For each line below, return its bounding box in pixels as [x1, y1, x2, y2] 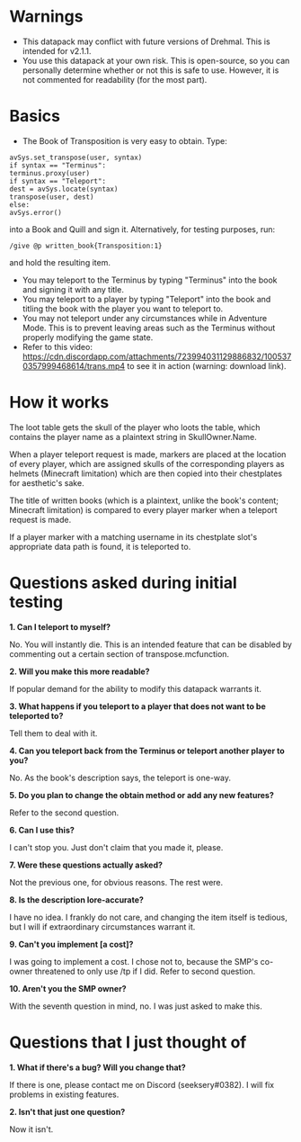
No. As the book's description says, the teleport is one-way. [9, 772, 232, 783]
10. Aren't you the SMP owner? [9, 983, 128, 994]
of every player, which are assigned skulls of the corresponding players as [9, 458, 285, 469]
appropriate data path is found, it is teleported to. [9, 541, 191, 552]
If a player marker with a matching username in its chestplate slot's [9, 531, 258, 542]
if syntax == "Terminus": [9, 160, 106, 170]
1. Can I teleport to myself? [9, 621, 111, 632]
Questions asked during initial [9, 573, 238, 593]
